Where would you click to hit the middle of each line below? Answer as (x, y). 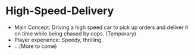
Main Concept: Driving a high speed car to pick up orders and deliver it (101, 27)
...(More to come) (35, 46)
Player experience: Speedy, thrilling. (58, 40)
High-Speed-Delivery (60, 11)
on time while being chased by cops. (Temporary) (75, 33)
